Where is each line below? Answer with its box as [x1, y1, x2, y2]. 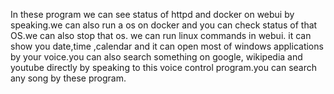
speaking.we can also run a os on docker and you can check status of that [10, 19, 318, 31]
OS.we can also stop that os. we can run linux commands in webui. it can [10, 30, 312, 41]
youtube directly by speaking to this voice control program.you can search [10, 62, 318, 73]
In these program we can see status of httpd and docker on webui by [10, 9, 295, 20]
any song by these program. [10, 72, 127, 84]
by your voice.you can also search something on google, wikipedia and [10, 51, 303, 63]
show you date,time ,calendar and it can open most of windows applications [10, 40, 324, 52]
